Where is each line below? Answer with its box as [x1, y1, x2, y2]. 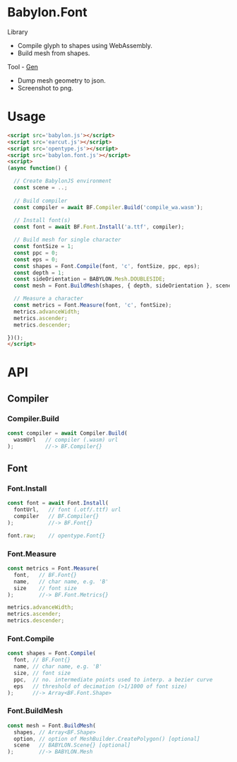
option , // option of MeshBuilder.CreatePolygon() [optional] [13, 735, 200, 742]
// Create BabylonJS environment [13, 177, 112, 184]
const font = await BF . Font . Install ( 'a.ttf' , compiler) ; [13, 223, 185, 230]
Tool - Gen [7, 62, 39, 71]
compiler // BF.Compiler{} [13, 513, 99, 520]
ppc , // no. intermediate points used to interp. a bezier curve [13, 676, 213, 683]
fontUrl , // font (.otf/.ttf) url [13, 506, 121, 513]
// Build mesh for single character [13, 236, 121, 244]
